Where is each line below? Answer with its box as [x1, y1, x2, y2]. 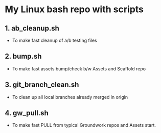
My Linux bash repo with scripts [5, 4, 144, 15]
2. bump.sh [5, 52, 42, 61]
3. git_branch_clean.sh [5, 81, 79, 89]
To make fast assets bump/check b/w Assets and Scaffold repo [12, 65, 146, 72]
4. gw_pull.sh [5, 109, 49, 118]
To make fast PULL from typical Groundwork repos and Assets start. [12, 122, 156, 128]
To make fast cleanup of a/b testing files [12, 37, 98, 43]
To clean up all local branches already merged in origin [12, 94, 128, 100]
